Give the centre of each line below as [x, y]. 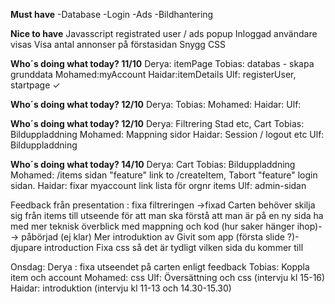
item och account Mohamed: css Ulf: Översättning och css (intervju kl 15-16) [168, 277]
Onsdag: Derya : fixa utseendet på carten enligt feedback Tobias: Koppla [160, 267]
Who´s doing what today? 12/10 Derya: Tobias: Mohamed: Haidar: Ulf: [156, 104]
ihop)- [309, 226]
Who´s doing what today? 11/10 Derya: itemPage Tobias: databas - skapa [162, 63]
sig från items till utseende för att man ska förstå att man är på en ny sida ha [167, 215]
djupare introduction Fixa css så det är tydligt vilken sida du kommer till [157, 247]
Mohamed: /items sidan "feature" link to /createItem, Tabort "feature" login [164, 175]
